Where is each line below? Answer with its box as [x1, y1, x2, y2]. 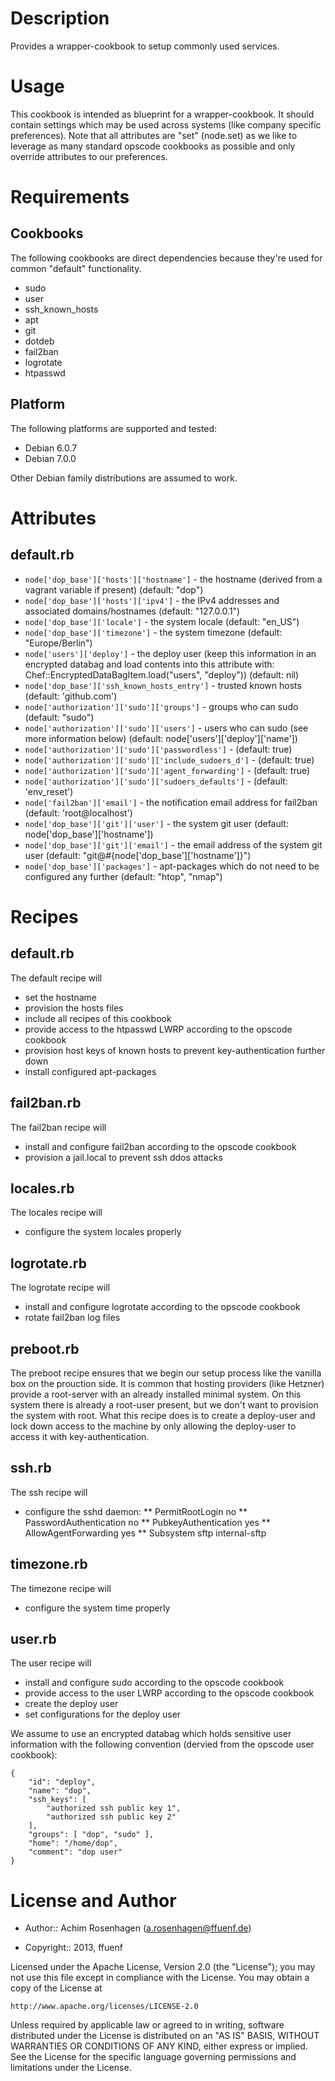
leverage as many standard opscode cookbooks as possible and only [10, 140, 296, 152]
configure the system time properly [24, 1602, 171, 1614]
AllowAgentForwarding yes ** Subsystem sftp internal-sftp [24, 1527, 267, 1539]
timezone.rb [10, 1556, 88, 1573]
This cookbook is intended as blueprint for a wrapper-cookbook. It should [10, 108, 315, 120]
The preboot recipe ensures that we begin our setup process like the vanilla [10, 1367, 322, 1379]
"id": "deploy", [28, 1777, 97, 1787]
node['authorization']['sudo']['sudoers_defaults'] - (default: [24, 775, 288, 787]
